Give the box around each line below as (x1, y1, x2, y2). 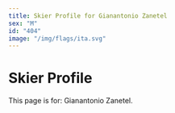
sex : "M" (8, 19, 38, 27)
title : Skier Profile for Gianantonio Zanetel (8, 11, 168, 20)
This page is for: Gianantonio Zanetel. (8, 96, 133, 106)
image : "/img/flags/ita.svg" (8, 34, 106, 43)
